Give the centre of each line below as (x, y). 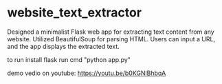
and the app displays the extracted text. (64, 46)
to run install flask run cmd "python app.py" (69, 59)
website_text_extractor (75, 13)
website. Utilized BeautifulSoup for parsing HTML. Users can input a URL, (111, 39)
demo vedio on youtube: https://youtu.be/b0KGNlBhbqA (87, 73)
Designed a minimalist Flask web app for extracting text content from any (111, 32)
